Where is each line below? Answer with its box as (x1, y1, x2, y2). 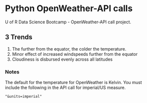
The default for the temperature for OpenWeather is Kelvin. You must (5, 80, 142, 86)
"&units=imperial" (5, 94, 42, 99)
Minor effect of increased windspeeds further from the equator (12, 51, 138, 57)
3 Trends (5, 33, 32, 41)
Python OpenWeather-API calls (5, 3, 133, 14)
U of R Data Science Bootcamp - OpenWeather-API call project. (5, 19, 132, 25)
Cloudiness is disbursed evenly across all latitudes (12, 56, 113, 62)
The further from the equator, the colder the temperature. (12, 46, 127, 51)
